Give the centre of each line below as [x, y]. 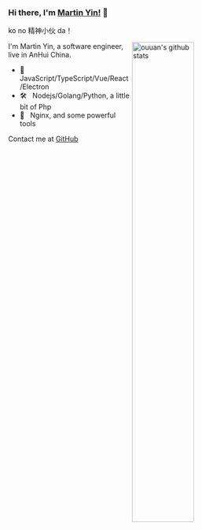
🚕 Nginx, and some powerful [68, 115]
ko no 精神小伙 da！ [40, 31]
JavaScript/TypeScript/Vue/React [74, 79]
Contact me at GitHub [43, 139]
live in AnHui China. [40, 55]
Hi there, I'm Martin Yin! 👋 [58, 13]
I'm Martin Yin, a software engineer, [66, 46]
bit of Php [35, 107]
